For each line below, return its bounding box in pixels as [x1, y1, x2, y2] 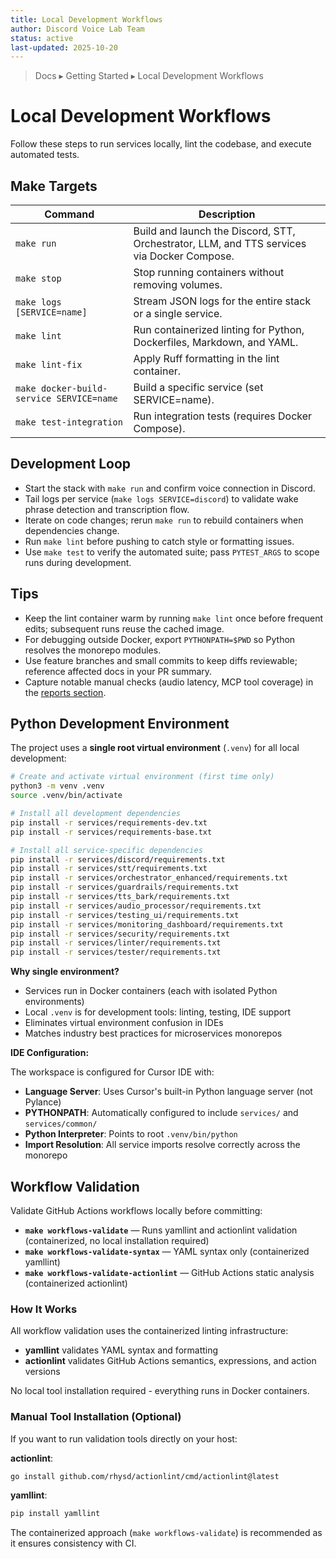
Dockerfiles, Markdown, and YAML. [133, 336, 299, 349]
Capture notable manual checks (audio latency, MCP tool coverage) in [24, 676, 314, 688]
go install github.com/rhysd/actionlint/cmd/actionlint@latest [10, 1471, 280, 1481]
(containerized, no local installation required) [24, 1235, 210, 1246]
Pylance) [24, 1096, 62, 1108]
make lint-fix [15, 359, 83, 370]
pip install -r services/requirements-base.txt [10, 827, 213, 837]
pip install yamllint [10, 1509, 101, 1519]
